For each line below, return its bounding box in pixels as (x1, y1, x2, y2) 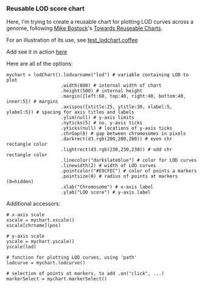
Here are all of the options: (6, 60, 73, 68)
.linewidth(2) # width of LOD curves (60, 163, 156, 169)
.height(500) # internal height (60, 88, 143, 94)
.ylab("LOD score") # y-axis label (60, 189, 151, 196)
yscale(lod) (6, 244, 36, 250)
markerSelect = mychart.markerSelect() (6, 276, 108, 282)
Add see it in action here (6, 48, 67, 56)
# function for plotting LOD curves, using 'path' (6, 254, 137, 261)
